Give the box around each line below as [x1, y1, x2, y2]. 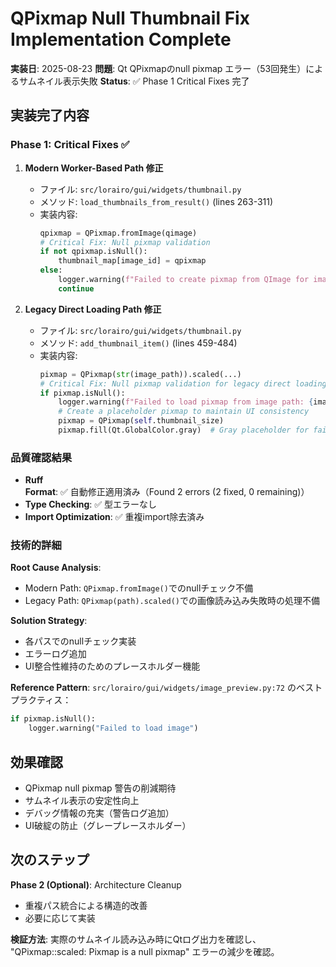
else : [39, 265, 63, 276]
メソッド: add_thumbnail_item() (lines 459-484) [39, 337, 238, 349]
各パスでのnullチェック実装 [24, 635, 137, 647]
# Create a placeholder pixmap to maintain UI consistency [58, 407, 310, 417]
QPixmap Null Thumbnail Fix [10, 7, 250, 30]
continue [58, 283, 95, 294]
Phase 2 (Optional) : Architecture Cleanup [10, 878, 182, 891]
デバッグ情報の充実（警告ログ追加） [24, 807, 175, 819]
